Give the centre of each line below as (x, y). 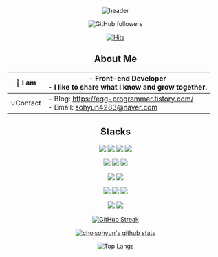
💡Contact (26, 103)
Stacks (116, 132)
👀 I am (26, 83)
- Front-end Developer (127, 78)
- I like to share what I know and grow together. (128, 87)
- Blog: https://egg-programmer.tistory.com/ (121, 99)
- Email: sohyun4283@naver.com (103, 107)
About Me (116, 59)
